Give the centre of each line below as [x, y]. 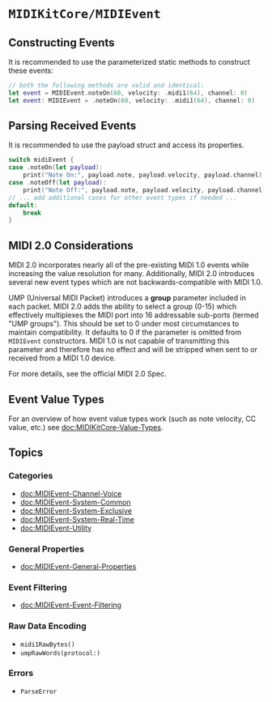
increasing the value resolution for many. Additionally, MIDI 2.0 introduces [132, 274]
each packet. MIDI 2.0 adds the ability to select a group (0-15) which [123, 307]
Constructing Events [62, 43]
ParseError [38, 691]
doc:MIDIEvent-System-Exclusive [76, 511]
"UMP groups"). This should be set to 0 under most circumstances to [124, 324]
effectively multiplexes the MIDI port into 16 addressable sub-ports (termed [134, 315]
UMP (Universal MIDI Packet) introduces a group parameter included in [127, 298]
